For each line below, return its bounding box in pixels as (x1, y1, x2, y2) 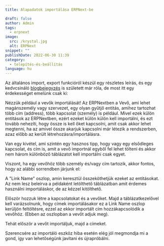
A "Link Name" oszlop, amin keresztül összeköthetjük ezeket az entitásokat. (5, 176, 159, 182)
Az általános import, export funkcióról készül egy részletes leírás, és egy (5, 80, 153, 86)
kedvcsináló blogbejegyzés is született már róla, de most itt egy (5, 85, 134, 91)
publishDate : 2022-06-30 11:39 (5, 53, 69, 58)
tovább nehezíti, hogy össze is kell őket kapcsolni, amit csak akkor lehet (5, 121, 151, 127)
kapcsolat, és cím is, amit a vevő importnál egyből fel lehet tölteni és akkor (5, 146, 156, 152)
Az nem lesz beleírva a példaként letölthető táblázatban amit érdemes (5, 181, 147, 187)
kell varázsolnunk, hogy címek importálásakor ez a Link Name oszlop (5, 201, 145, 207)
